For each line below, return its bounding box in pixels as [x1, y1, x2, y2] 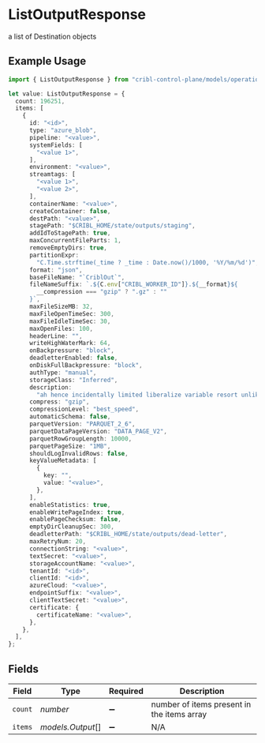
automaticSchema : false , [28, 413, 111, 421]
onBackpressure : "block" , [28, 347, 114, 355]
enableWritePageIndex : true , [28, 508, 125, 516]
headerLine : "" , [28, 332, 83, 340]
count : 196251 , [15, 97, 65, 105]
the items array [151, 708, 207, 719]
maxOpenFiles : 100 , [28, 325, 93, 332]
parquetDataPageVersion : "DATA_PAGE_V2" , [28, 427, 168, 435]
